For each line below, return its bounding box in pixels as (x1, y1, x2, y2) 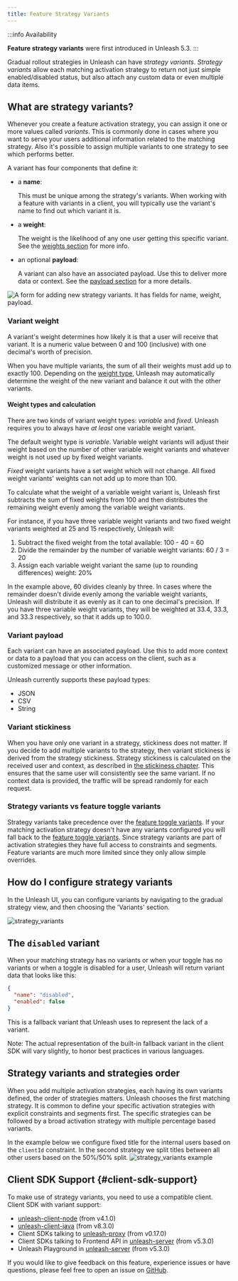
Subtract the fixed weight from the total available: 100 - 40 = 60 (17, 538, 205, 546)
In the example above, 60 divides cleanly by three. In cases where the (7, 582, 212, 591)
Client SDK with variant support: (7, 1200, 102, 1208)
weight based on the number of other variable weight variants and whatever (7, 445, 229, 453)
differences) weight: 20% (17, 568, 92, 577)
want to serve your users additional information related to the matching (7, 135, 215, 143)
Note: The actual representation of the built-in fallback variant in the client (7, 1039, 224, 1047)
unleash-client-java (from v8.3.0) (17, 1221, 115, 1230)
